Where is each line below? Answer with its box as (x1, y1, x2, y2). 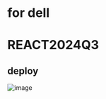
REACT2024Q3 (7, 37, 100, 53)
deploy (7, 65, 39, 77)
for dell (7, 5, 50, 21)
